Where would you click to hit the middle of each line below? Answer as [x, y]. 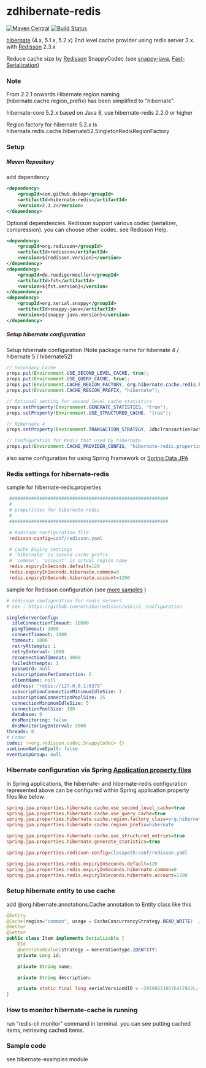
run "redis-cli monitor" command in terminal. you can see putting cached [99, 1023]
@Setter [16, 933]
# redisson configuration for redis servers [64, 601]
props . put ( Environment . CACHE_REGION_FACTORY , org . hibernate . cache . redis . [103, 385]
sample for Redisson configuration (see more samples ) [76, 590]
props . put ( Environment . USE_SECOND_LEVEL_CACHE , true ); [78, 373]
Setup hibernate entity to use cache [61, 891]
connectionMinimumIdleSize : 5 [50, 703]
